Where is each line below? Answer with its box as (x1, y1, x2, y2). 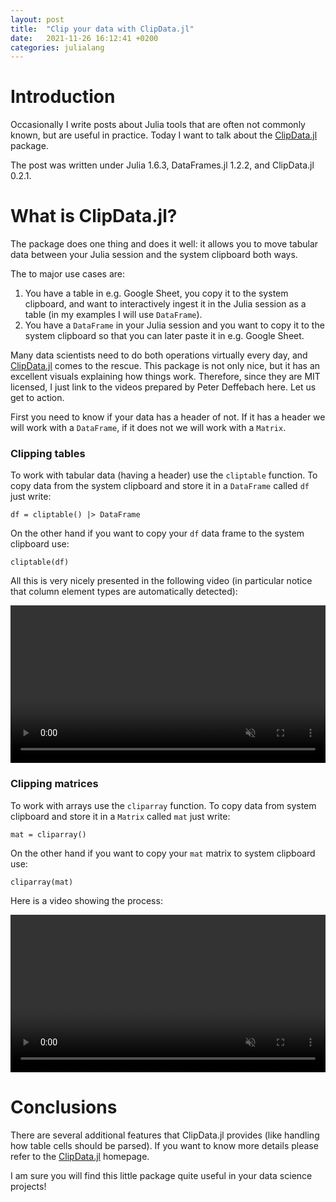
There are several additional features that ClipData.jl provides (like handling (10, 1129, 320, 1141)
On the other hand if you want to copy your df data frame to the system (10, 527, 305, 540)
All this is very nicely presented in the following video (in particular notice (10, 575, 313, 587)
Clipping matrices (10, 777, 99, 791)
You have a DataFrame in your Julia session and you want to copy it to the (24, 319, 325, 331)
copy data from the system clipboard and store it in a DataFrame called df (10, 480, 310, 492)
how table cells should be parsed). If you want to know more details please (10, 1139, 319, 1151)
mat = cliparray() (10, 829, 87, 840)
